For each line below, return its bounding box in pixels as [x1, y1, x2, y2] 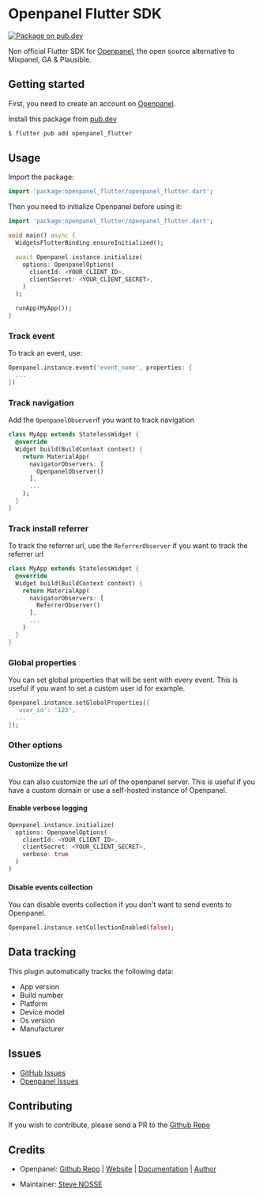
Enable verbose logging [8, 803, 88, 813]
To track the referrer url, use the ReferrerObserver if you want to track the [8, 541, 248, 550]
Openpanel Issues [19, 1076, 79, 1086]
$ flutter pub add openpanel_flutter [8, 129, 133, 137]
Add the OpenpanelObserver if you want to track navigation [8, 415, 195, 425]
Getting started [8, 78, 85, 91]
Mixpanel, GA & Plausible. [8, 55, 92, 64]
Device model [19, 1007, 65, 1016]
